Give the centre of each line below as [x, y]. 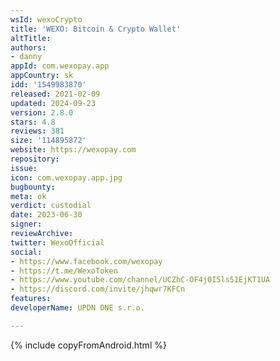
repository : [35, 159]
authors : [28, 47]
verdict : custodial [51, 206]
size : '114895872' [48, 141]
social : [26, 252]
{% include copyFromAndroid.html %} [88, 345]
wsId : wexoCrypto [46, 19]
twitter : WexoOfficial [57, 242]
